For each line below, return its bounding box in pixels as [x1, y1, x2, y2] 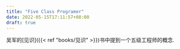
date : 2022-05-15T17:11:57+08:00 [6, 14, 90, 20]
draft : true [6, 19, 36, 25]
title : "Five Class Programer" [6, 8, 84, 15]
